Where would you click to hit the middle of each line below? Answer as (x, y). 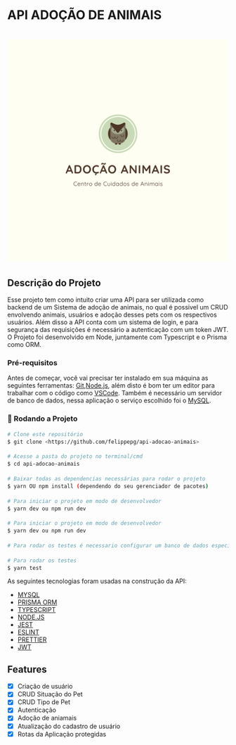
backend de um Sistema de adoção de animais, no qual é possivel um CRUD (118, 307)
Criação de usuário (45, 687)
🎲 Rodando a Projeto (42, 419)
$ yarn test (25, 568)
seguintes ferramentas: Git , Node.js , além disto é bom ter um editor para (111, 386)
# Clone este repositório (45, 434)
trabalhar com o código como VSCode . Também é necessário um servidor (115, 393)
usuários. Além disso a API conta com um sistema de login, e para (103, 322)
